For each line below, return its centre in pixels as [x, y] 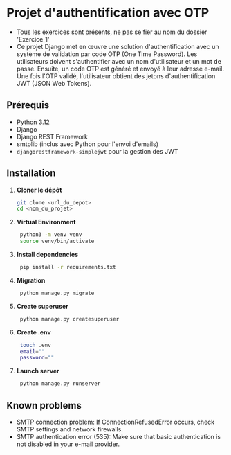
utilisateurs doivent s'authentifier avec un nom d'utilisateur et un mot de [119, 61]
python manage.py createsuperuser [70, 319]
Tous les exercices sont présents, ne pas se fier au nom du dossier [112, 32]
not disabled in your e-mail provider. [68, 444]
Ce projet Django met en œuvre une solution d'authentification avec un [118, 46]
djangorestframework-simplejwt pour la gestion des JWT [97, 151]
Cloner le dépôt [39, 190]
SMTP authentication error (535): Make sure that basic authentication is [119, 437]
